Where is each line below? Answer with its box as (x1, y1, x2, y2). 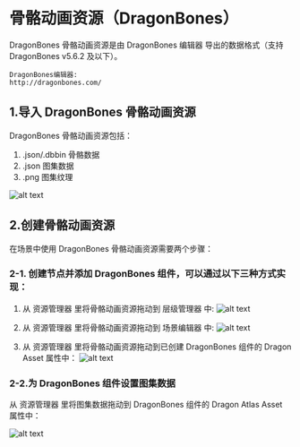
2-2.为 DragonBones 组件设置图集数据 (9, 377, 176, 390)
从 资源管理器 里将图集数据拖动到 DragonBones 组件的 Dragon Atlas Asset (9, 400, 283, 410)
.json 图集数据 (21, 160, 74, 171)
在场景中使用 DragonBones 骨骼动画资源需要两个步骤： (9, 243, 213, 254)
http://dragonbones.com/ (9, 78, 102, 87)
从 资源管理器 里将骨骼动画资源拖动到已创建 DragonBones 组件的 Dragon (21, 341, 292, 352)
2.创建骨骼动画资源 (9, 218, 116, 233)
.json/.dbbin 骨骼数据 (21, 149, 100, 159)
